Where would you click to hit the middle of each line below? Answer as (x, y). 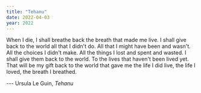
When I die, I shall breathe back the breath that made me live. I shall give (97, 40)
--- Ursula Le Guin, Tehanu (40, 83)
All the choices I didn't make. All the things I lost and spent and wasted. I (96, 53)
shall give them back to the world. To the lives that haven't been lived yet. (97, 59)
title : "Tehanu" (27, 12)
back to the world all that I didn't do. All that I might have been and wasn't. (99, 46)
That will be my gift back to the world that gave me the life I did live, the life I (101, 65)
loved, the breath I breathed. (42, 72)
